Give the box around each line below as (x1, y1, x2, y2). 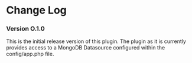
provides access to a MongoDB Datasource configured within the (6, 44, 165, 51)
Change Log (6, 4, 67, 17)
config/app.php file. (6, 51, 54, 58)
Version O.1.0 (6, 25, 45, 33)
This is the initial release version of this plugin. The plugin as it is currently (6, 38, 186, 45)
